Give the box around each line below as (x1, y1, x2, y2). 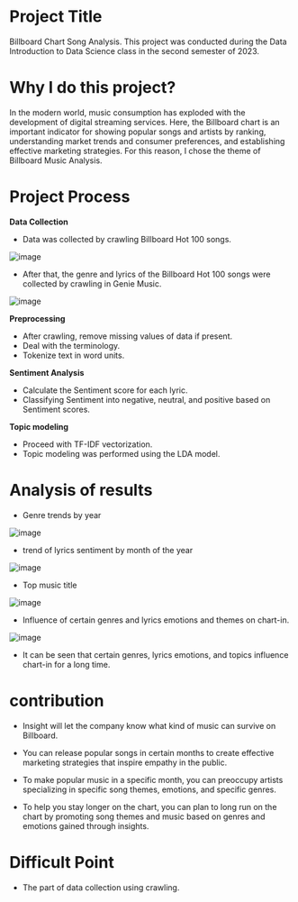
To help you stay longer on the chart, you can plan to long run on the (22, 801, 277, 812)
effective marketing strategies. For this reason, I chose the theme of (9, 145, 261, 156)
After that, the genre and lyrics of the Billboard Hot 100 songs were (22, 269, 271, 279)
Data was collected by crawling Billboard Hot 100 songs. (22, 233, 232, 244)
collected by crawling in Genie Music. (22, 278, 162, 289)
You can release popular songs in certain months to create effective (22, 747, 275, 758)
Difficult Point (9, 852, 114, 872)
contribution (9, 690, 104, 711)
